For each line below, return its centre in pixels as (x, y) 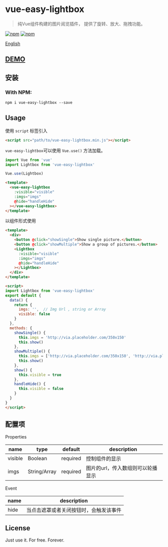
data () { (19, 300)
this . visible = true (40, 375)
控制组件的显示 (103, 459)
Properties (16, 437)
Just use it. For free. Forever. (35, 540)
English (13, 43)
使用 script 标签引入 (26, 130)
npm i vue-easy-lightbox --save (39, 103)
